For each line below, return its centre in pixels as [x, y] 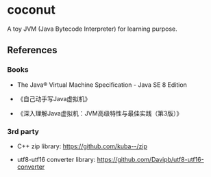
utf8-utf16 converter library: [56, 159]
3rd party [23, 131]
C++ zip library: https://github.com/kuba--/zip [82, 146]
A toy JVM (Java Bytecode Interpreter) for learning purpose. [92, 29]
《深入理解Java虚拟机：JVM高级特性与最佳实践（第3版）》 [100, 113]
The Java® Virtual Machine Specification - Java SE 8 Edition [102, 85]
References [32, 50]
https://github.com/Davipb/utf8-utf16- [150, 159]
